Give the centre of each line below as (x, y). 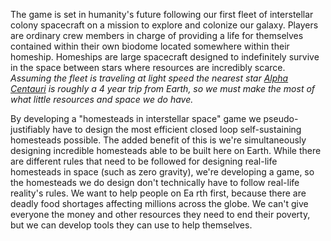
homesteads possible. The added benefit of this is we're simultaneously (158, 140)
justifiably (30, 129)
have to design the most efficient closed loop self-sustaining (177, 129)
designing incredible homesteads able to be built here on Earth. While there (166, 150)
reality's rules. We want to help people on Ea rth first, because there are (158, 193)
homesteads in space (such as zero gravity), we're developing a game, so (162, 172)
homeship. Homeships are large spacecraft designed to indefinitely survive (165, 57)
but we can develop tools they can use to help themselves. (131, 225)
